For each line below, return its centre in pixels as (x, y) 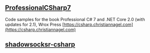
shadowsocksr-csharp (40, 45)
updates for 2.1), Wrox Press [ (34, 24)
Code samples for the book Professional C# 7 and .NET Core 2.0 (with (75, 19)
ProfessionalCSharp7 (38, 8)
